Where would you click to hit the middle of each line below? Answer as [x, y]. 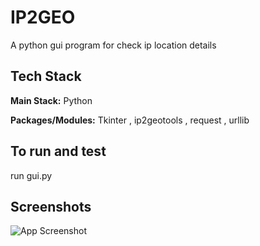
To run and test [58, 151]
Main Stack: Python [51, 100]
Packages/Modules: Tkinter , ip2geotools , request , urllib [130, 120]
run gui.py [31, 175]
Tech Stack [46, 76]
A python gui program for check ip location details [113, 45]
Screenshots [51, 206]
